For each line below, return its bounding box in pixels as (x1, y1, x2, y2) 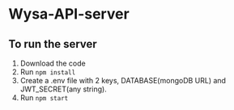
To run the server (8, 37, 97, 51)
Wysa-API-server (8, 5, 130, 23)
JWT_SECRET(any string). (19, 84, 107, 94)
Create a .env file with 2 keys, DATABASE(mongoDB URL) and (19, 76, 227, 85)
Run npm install (19, 67, 76, 77)
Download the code (19, 58, 87, 68)
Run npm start (19, 93, 69, 102)
